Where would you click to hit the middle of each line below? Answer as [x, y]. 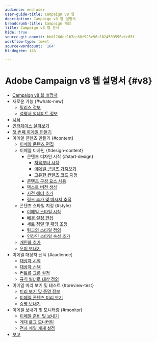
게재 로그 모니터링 [37, 322]
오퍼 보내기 [30, 249]
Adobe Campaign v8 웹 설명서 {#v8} [79, 81]
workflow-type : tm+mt [27, 42]
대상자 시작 [30, 261]
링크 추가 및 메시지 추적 [49, 200]
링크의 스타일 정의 [44, 230]
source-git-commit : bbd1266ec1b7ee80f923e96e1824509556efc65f [70, 37]
